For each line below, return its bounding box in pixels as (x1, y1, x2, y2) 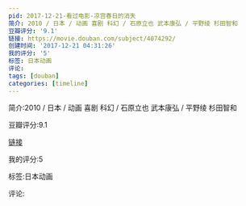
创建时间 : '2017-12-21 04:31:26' (8, 42, 116, 50)
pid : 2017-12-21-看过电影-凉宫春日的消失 (8, 11, 136, 20)
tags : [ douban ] (8, 72, 60, 80)
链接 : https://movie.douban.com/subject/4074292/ (8, 34, 176, 43)
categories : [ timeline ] (8, 79, 89, 87)
